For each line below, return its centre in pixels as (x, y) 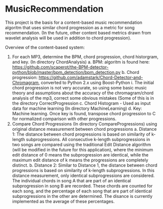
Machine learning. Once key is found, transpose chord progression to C (84, 113)
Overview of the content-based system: (45, 47)
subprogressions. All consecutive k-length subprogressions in (88, 139)
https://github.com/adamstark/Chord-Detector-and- (91, 77)
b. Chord (130, 72)
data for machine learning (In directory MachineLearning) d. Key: (77, 108)
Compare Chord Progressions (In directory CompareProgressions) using (84, 124)
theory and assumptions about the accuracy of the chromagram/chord (83, 93)
